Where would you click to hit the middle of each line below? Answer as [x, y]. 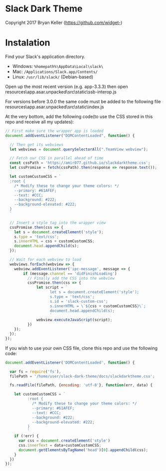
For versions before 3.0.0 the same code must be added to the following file [83, 101]
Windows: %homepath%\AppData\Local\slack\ [58, 66]
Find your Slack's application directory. [45, 56]
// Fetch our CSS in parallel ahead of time [57, 158]
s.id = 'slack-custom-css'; [79, 301]
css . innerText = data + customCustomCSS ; [60, 445]
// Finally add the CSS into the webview [71, 278]
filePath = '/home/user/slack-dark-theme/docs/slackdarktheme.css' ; [82, 376]
